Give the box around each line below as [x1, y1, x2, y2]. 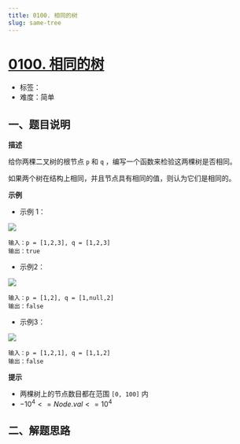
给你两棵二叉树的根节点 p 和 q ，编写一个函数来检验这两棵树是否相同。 [8, 157, 238, 166]
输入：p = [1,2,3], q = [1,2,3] [8, 239, 111, 247]
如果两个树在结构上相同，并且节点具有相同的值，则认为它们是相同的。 [8, 174, 236, 183]
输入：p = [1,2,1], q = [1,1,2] [8, 350, 111, 357]
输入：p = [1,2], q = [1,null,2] [8, 294, 114, 302]
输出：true [8, 247, 41, 256]
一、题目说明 [8, 117, 71, 131]
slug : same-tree [8, 19, 61, 27]
